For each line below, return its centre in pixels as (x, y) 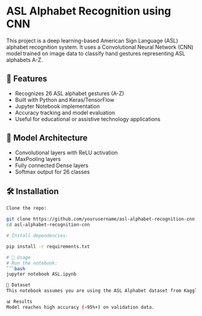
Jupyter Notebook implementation (57, 106)
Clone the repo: (26, 208)
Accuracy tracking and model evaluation (65, 112)
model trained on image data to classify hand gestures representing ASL (96, 53)
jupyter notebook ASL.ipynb (41, 274)
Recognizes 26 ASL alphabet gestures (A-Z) (69, 93)
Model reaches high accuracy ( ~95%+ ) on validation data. (80, 307)
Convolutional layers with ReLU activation (66, 153)
